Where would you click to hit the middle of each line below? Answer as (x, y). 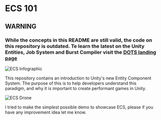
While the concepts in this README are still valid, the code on (79, 40)
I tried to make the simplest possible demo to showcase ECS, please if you (79, 107)
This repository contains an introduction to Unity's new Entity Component (78, 78)
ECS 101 (21, 8)
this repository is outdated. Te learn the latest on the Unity (75, 46)
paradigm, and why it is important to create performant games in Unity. (76, 88)
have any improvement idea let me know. (46, 112)
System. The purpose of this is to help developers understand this (71, 83)
